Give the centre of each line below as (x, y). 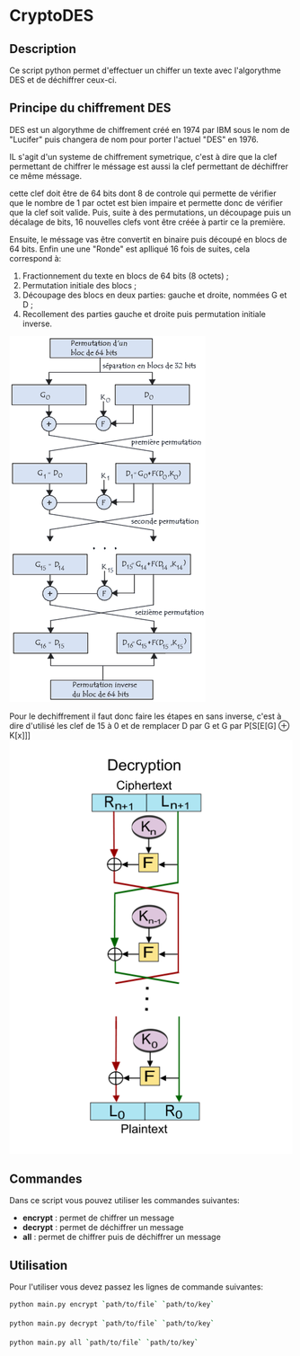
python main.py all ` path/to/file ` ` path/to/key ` (104, 1343)
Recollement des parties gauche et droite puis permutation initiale (144, 314)
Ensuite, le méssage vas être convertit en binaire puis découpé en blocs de (148, 239)
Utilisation (39, 1265)
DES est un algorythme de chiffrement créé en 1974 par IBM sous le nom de (150, 129)
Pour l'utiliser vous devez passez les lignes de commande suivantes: (136, 1287)
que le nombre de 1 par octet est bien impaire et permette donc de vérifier (146, 202)
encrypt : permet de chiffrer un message (98, 1218)
